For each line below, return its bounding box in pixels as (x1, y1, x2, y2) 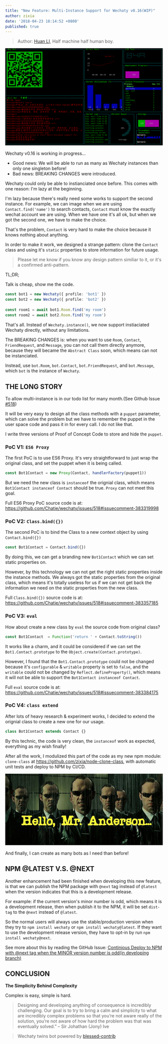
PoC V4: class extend (5, 702, 58, 709)
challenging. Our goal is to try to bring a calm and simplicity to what (17, 1007, 157, 1013)
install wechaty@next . (5, 935, 51, 941)
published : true (5, 24, 39, 29)
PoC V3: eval (5, 612, 37, 619)
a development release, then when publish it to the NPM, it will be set (5, 904, 148, 910)
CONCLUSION (5, 970, 50, 978)
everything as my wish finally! (5, 743, 66, 749)
